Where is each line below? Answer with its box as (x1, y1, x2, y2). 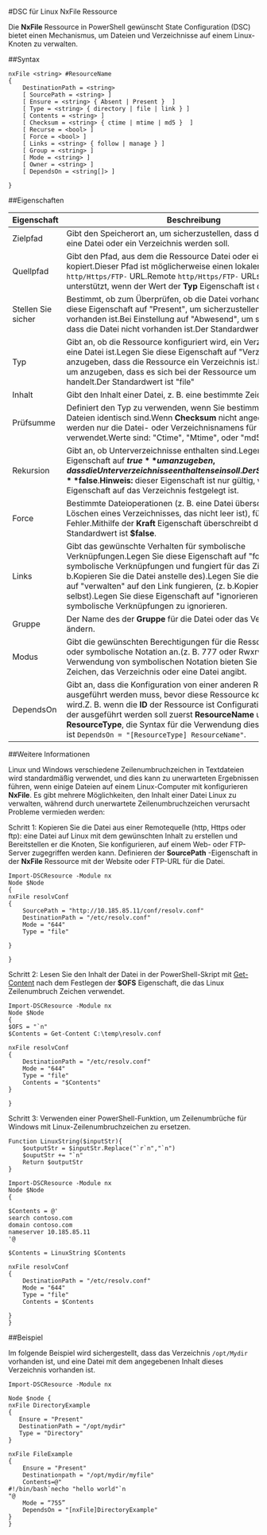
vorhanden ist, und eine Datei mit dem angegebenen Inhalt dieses (8, 1356, 224, 1366)
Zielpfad (12, 233, 44, 244)
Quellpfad (12, 266, 49, 277)
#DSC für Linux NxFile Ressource (8, 7, 118, 16)
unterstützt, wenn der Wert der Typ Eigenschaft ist (66, 281, 255, 292)
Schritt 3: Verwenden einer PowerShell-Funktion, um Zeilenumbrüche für (8, 1113, 247, 1123)
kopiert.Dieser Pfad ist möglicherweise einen (66, 261, 234, 272)
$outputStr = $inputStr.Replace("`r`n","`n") (22, 1144, 176, 1152)
